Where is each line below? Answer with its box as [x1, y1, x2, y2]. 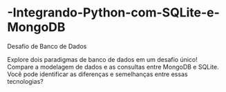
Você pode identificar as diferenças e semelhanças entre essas [7, 70, 188, 78]
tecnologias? [7, 77, 44, 85]
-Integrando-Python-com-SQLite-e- [7, 5, 220, 21]
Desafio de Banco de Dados [7, 42, 87, 50]
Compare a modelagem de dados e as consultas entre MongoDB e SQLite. [7, 62, 219, 71]
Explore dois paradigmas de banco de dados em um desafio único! [7, 55, 198, 63]
